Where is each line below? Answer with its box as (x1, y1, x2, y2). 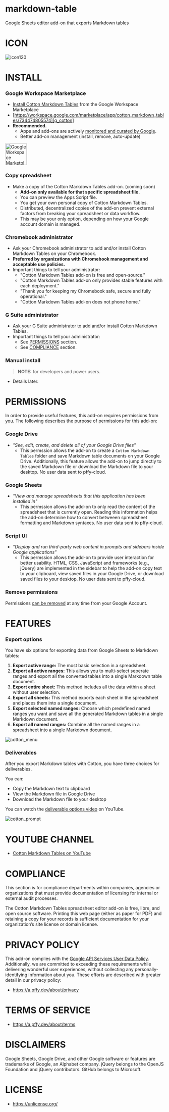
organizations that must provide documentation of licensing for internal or (5, 890, 159, 896)
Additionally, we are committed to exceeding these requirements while (5, 961, 151, 967)
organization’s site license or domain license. (5, 921, 98, 927)
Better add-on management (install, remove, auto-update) (20, 133, 141, 139)
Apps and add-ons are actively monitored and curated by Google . (20, 128, 157, 134)
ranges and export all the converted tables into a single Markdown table (12, 673, 162, 679)
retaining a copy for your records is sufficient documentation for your (5, 916, 149, 922)
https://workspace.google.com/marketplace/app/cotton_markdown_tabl (14, 112, 164, 118)
